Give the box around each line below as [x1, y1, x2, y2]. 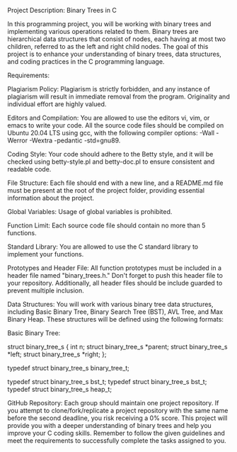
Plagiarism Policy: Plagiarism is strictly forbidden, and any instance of [7, 85, 210, 93]
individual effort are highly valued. [7, 100, 107, 108]
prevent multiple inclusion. [7, 286, 85, 295]
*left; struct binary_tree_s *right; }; [7, 350, 108, 358]
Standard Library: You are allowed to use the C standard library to [7, 242, 199, 251]
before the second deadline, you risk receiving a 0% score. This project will [7, 414, 228, 422]
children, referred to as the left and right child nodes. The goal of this [7, 43, 209, 50]
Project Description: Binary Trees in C [7, 6, 117, 14]
